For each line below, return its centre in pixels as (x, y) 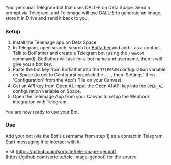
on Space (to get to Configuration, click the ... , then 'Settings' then (84, 75)
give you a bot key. (32, 64)
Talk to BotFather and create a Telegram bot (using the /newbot (78, 53)
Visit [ (11, 151)
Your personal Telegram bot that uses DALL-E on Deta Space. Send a (78, 7)
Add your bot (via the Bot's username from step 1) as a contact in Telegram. (85, 136)
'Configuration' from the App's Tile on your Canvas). (68, 80)
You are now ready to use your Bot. (42, 112)
